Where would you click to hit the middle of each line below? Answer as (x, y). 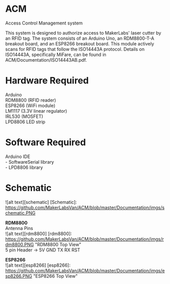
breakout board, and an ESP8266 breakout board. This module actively (80, 43)
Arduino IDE (18, 157)
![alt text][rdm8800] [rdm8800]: (39, 234)
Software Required (46, 143)
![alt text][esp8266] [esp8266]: (38, 265)
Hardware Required (47, 81)
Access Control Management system (44, 23)
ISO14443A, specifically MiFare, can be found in (56, 55)
